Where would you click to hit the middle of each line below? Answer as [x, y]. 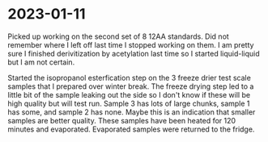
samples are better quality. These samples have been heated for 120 [122, 120]
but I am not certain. [41, 62]
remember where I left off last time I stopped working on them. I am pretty [131, 44]
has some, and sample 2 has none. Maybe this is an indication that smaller [132, 112]
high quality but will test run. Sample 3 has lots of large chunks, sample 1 [129, 103]
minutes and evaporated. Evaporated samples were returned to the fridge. [131, 129]
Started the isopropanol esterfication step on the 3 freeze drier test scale [130, 77]
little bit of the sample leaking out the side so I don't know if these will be [129, 94]
